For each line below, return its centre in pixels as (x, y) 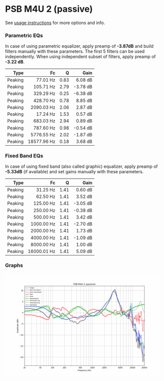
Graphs (14, 265)
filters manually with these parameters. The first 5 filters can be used (75, 51)
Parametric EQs (24, 35)
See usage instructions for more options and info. (55, 23)
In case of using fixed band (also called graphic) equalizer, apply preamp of (82, 166)
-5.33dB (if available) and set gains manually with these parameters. (74, 172)
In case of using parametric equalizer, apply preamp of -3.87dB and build (79, 46)
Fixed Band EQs (24, 156)
